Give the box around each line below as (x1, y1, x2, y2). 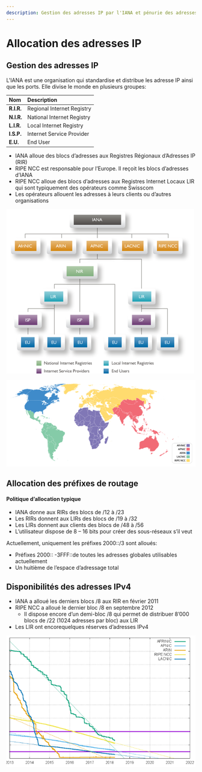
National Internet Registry (27, 113, 91, 121)
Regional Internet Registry (27, 105, 91, 112)
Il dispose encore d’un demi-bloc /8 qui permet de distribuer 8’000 (23, 610, 189, 618)
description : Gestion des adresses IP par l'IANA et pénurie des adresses (6, 10, 198, 16)
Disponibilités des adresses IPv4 (6, 581, 132, 592)
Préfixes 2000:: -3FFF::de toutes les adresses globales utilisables (14, 551, 177, 558)
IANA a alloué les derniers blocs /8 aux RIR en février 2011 (14, 598, 159, 605)
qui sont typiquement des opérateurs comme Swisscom (14, 184, 154, 191)
